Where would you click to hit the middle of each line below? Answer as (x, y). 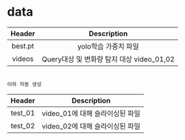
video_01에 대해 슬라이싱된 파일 (91, 113)
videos (23, 59)
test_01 (23, 113)
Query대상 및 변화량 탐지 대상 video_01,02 (108, 59)
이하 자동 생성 (24, 84)
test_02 (23, 126)
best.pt (23, 46)
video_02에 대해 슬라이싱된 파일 (91, 126)
